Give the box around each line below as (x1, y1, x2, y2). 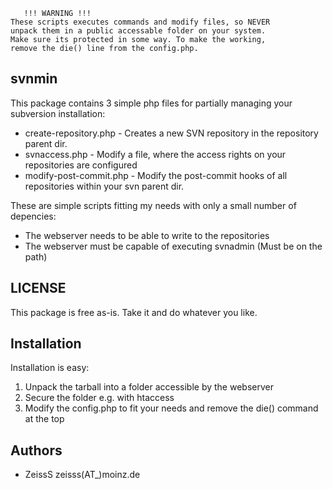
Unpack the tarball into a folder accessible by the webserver (24, 381, 274, 393)
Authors (10, 442, 63, 459)
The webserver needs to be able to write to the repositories (24, 229, 270, 241)
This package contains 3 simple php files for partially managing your (10, 97, 293, 109)
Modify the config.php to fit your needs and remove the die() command (24, 402, 319, 414)
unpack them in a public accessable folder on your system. (10, 26, 267, 36)
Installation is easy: (10, 362, 90, 374)
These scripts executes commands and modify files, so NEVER (10, 17, 271, 27)
